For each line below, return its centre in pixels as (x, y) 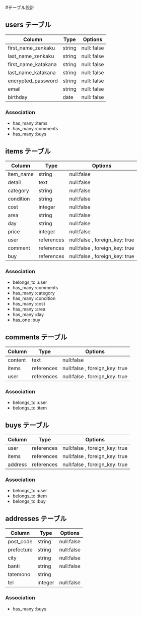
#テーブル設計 (20, 7)
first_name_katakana (32, 64)
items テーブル (28, 151)
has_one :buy (26, 320)
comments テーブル (36, 337)
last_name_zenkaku (31, 56)
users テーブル (28, 25)
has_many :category (34, 293)
